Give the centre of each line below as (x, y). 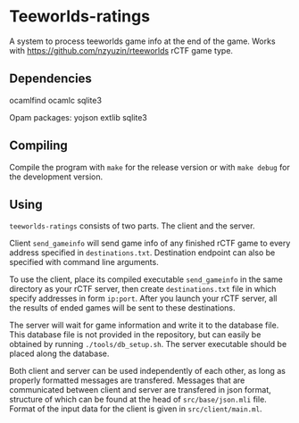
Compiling (39, 146)
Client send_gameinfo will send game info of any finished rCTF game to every (150, 244)
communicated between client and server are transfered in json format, (140, 390)
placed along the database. (59, 353)
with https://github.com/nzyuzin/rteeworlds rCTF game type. (121, 50)
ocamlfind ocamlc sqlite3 (56, 100)
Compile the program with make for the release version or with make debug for (149, 167)
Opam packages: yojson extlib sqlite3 (78, 117)
